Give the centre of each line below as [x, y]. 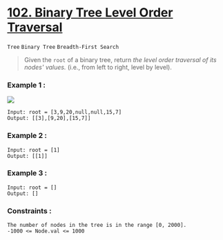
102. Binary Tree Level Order [90, 13]
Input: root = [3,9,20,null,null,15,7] [65, 112]
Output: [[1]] [28, 156]
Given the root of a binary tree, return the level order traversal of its [120, 59]
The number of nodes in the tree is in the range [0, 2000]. [97, 226]
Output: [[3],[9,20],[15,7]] [49, 119]
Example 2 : [27, 136]
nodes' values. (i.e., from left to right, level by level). [98, 67]
